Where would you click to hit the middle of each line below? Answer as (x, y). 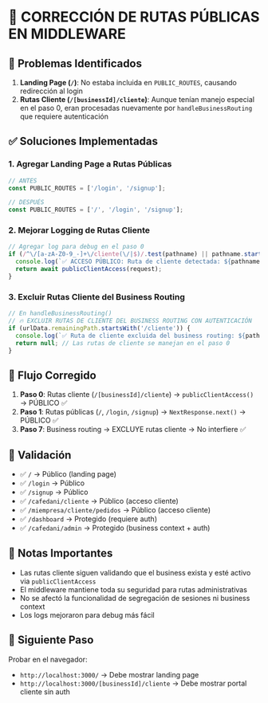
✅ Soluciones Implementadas (83, 141)
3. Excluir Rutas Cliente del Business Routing (97, 297)
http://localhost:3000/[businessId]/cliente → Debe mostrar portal (133, 683)
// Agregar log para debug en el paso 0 (77, 247)
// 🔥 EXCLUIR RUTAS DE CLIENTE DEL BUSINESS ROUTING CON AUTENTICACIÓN (130, 321)
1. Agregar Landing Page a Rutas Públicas (90, 164)
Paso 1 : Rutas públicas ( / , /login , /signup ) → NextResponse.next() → (133, 412)
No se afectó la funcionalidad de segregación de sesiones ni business (135, 598)
